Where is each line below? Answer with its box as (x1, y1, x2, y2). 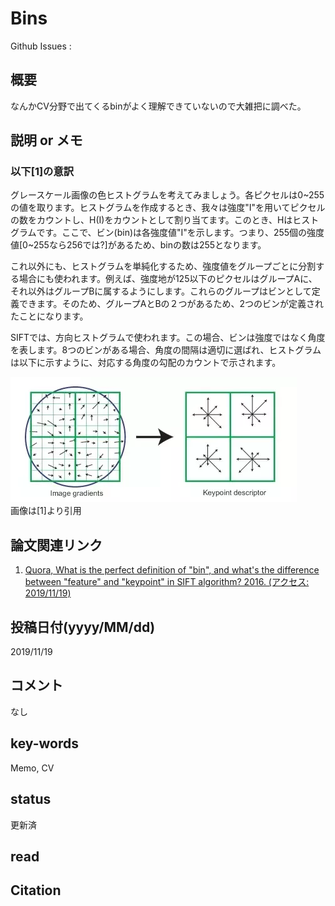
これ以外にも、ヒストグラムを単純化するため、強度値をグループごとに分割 (10, 260, 317, 272)
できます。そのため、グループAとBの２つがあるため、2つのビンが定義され (18, 298, 325, 310)
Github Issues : (10, 40, 72, 52)
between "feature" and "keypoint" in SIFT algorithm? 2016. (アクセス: (24, 576, 310, 588)
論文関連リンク (10, 537, 103, 554)
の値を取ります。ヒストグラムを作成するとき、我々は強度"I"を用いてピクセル (10, 202, 326, 214)
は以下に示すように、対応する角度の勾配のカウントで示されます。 (10, 357, 282, 369)
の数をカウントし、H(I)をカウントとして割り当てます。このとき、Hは (10, 214, 293, 226)
